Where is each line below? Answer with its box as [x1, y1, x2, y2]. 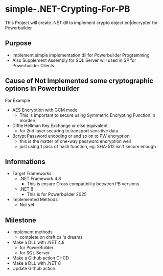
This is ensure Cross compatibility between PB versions [26, 181, 140, 187]
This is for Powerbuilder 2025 [26, 191, 87, 197]
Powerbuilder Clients [12, 62, 55, 68]
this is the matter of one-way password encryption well [19, 138, 131, 144]
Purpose [5, 39, 32, 48]
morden [19, 117, 36, 123]
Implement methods [12, 229, 53, 235]
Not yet [19, 202, 35, 208]
